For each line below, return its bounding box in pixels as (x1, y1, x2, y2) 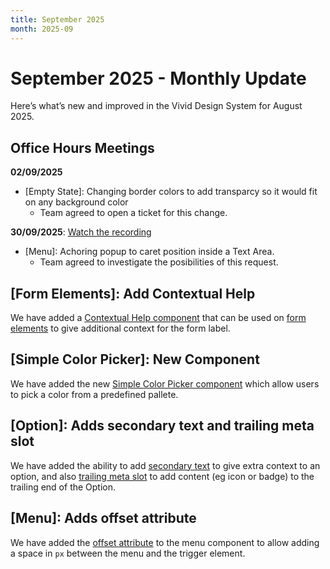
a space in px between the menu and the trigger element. (10, 547, 246, 559)
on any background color (24, 196, 129, 208)
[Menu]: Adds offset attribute (10, 510, 197, 527)
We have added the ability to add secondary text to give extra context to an (10, 459, 321, 471)
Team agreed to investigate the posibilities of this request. (39, 256, 279, 268)
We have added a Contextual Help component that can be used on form (10, 312, 307, 324)
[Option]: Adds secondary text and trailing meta (10, 417, 315, 435)
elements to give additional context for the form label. (10, 322, 231, 335)
